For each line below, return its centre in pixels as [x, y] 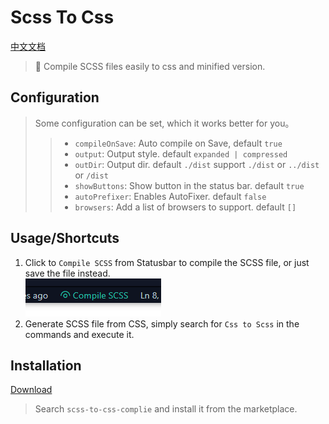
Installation [46, 365]
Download [31, 390]
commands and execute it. [79, 334]
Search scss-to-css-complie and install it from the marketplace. [166, 409]
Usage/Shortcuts [65, 238]
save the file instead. [67, 273]
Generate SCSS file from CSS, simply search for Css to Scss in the [162, 323]
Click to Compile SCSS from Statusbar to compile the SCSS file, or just [167, 262]
